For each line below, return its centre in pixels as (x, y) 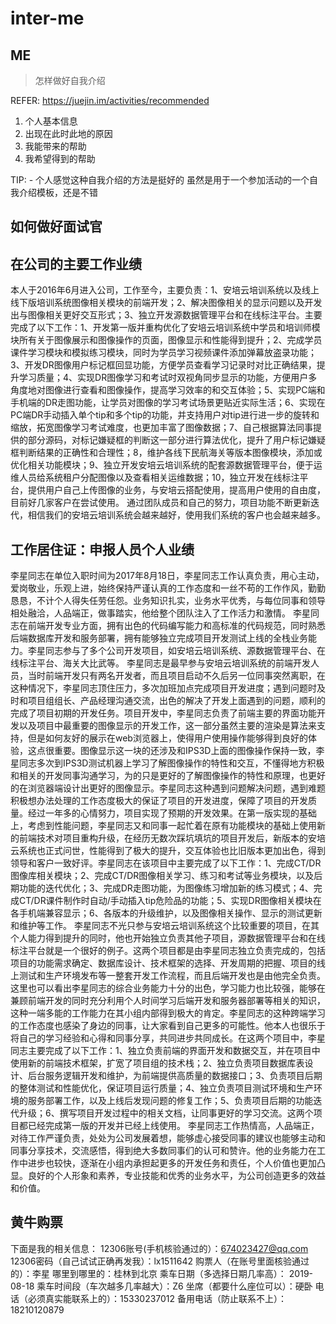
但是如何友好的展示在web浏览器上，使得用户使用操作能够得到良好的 (167, 738)
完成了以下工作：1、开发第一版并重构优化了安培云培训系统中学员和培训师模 (165, 328)
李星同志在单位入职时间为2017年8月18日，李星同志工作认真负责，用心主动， (167, 576)
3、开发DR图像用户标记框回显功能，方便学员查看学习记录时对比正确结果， (163, 365)
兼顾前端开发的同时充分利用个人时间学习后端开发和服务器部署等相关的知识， (168, 1001)
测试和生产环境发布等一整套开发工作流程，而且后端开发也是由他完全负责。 (172, 976)
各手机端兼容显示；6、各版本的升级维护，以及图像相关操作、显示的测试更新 (166, 913)
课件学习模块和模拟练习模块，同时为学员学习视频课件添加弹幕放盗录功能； (163, 353)
